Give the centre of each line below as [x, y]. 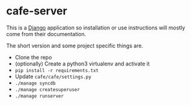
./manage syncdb [35, 83]
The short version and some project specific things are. [75, 46]
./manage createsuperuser [47, 89]
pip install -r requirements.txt [57, 70]
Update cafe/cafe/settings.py [53, 76]
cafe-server [37, 11]
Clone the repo [33, 57]
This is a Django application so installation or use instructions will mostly [96, 28]
